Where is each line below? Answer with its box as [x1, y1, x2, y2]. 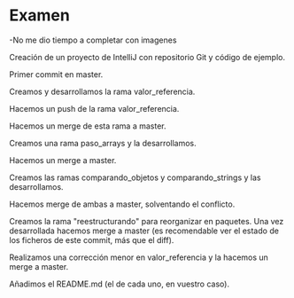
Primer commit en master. [9, 68, 104, 80]
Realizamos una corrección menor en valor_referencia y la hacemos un [9, 252, 268, 263]
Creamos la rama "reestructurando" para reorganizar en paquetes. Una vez [9, 216, 284, 226]
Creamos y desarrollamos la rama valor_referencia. [9, 86, 196, 97]
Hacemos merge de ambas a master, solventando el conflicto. [9, 199, 236, 209]
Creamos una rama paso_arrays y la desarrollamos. [9, 137, 197, 148]
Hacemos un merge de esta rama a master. [9, 121, 166, 131]
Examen [9, 5, 71, 26]
